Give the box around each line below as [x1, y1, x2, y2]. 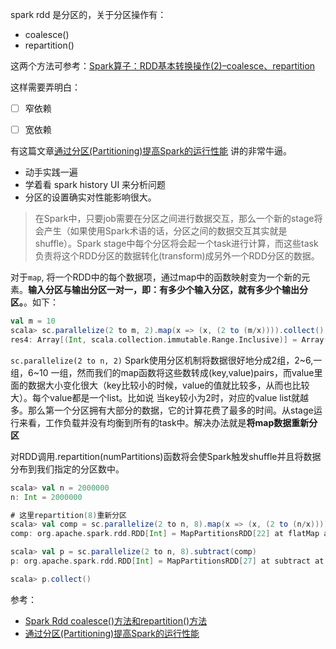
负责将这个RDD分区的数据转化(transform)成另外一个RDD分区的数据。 [34, 250, 320, 262]
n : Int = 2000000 [10, 492, 83, 502]
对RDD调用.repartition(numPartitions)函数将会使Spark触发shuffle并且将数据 [10, 450, 322, 462]
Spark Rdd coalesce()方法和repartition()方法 [24, 614, 208, 627]
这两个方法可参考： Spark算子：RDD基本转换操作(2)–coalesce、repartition [10, 60, 316, 72]
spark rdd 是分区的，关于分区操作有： [10, 9, 167, 20]
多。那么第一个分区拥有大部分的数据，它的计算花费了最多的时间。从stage [10, 404, 314, 416]
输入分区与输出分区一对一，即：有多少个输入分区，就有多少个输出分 [28, 284, 308, 296]
